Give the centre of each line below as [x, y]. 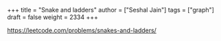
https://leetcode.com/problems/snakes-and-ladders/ [82, 30]
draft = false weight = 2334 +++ [53, 17]
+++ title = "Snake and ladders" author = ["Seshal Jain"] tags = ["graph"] [111, 10]
